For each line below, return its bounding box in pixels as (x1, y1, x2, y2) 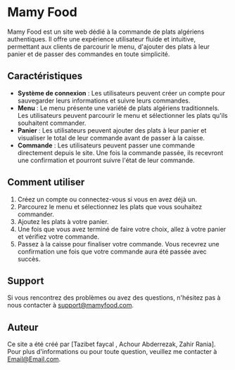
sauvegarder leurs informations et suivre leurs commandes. (17, 96, 191, 105)
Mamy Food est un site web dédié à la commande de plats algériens (7, 27, 205, 36)
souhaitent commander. (17, 119, 87, 127)
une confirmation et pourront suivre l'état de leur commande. (17, 156, 195, 164)
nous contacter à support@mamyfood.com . (7, 301, 134, 310)
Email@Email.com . (7, 355, 61, 364)
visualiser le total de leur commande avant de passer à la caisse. (17, 133, 205, 142)
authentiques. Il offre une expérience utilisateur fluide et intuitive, (7, 34, 196, 43)
